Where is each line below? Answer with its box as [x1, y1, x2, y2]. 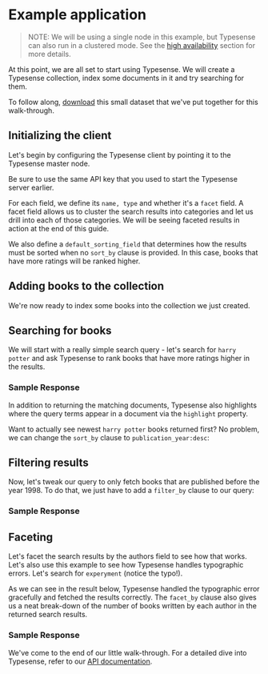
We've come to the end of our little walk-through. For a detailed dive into [8, 648, 247, 657]
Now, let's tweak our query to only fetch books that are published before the [8, 477, 260, 487]
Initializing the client [8, 129, 112, 142]
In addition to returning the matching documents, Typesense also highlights [8, 400, 258, 410]
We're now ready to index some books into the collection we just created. [8, 300, 250, 310]
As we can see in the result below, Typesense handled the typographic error [8, 584, 260, 594]
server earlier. [8, 183, 54, 192]
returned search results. [8, 610, 88, 620]
